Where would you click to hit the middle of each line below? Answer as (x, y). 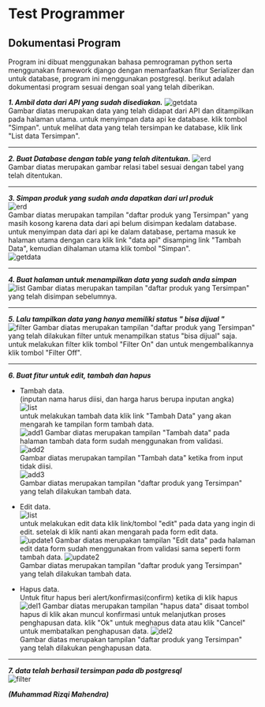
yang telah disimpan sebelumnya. (63, 296)
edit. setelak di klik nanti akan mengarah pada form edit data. (119, 532)
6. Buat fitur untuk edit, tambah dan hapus (80, 375)
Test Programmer (66, 14)
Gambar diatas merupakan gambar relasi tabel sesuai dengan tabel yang (126, 167)
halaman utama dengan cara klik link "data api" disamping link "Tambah (125, 240)
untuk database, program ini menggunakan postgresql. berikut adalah (121, 79)
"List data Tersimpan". (44, 136)
